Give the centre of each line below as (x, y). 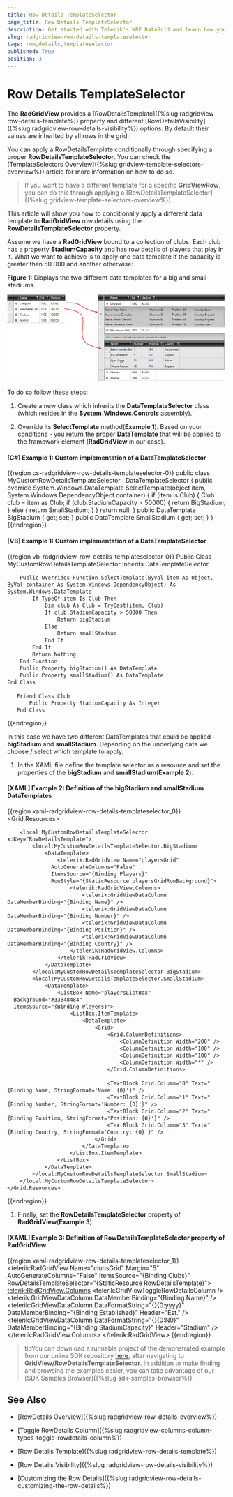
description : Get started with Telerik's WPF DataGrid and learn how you (117, 29)
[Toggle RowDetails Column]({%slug (70, 1430)
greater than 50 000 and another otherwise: (70, 264)
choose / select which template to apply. (66, 751)
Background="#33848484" (48, 1000)
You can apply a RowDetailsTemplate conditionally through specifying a (110, 149)
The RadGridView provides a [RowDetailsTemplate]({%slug (93, 113)
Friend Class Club (43, 696)
